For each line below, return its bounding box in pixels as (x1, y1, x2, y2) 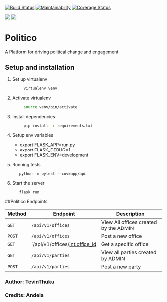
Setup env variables (12, 132, 54, 138)
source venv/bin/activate (23, 104, 78, 109)
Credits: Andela (5, 292, 44, 299)
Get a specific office (101, 241, 149, 248)
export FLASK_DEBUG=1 (19, 147, 71, 153)
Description (116, 210, 145, 217)
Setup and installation (5, 63, 75, 72)
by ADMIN (101, 255, 125, 262)
